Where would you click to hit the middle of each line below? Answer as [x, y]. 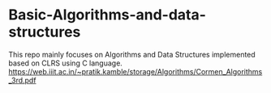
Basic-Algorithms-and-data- [108, 15]
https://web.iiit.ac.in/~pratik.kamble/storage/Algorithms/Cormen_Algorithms [135, 71]
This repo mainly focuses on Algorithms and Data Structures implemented [132, 54]
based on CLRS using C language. [66, 63]
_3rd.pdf [22, 80]
